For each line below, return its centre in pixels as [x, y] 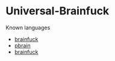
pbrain [22, 45]
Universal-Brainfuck [57, 11]
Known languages [28, 28]
